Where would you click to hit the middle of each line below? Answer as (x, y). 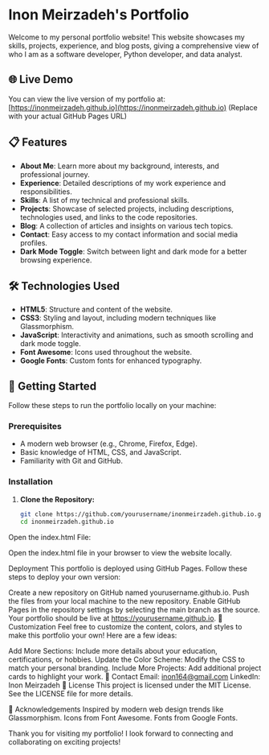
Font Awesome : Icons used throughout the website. (106, 353)
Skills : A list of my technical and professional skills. (105, 200)
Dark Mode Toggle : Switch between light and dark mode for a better (133, 251)
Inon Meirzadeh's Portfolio (99, 15)
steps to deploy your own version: (65, 576)
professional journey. (55, 174)
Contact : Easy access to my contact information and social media (129, 234)
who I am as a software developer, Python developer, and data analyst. (126, 54)
